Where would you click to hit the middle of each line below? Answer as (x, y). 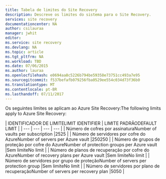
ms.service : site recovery (33, 43)
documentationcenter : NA (31, 24)
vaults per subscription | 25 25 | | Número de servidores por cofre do (75, 134)
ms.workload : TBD (23, 61)
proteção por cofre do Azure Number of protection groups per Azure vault (81, 145)
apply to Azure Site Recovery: (36, 114)
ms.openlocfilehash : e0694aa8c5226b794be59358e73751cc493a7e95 (73, 75)
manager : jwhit (21, 33)
